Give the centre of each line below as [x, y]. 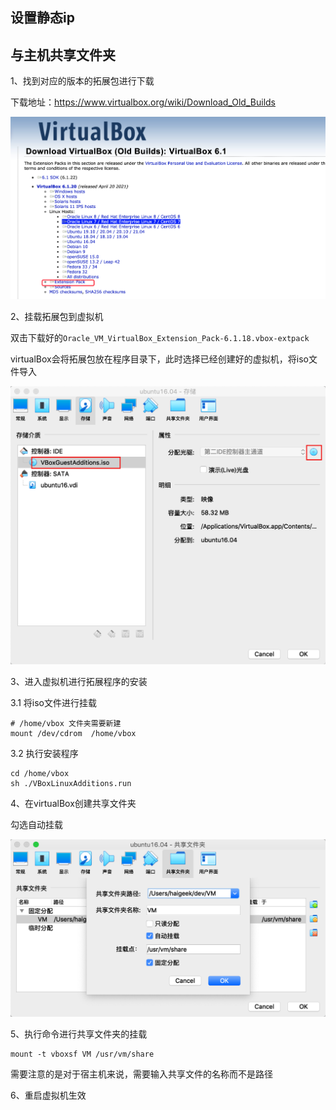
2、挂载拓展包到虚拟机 [57, 316]
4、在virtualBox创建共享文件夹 [73, 804]
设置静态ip [42, 18]
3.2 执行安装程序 [44, 754]
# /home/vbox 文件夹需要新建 [66, 724]
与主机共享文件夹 [63, 54]
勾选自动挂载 [36, 825]
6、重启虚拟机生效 [48, 1095]
